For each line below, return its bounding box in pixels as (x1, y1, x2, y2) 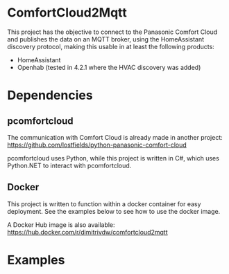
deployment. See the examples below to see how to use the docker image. (7, 207, 221, 215)
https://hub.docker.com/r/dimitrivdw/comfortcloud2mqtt (7, 228, 168, 236)
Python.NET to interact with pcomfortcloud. (7, 161, 132, 170)
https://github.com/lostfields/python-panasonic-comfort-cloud (7, 140, 187, 149)
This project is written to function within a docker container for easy (7, 199, 201, 208)
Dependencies (7, 88, 93, 103)
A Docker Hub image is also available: (7, 220, 116, 229)
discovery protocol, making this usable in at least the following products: (7, 42, 215, 51)
